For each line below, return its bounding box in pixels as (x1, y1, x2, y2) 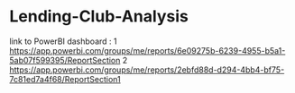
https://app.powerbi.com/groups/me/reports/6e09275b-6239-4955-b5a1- (9, 45, 286, 55)
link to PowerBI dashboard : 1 (9, 36, 117, 46)
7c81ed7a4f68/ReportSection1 (9, 73, 121, 84)
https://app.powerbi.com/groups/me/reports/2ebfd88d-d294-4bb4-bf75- (9, 64, 285, 75)
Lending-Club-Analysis (9, 6, 189, 27)
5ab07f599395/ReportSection (9, 55, 121, 65)
